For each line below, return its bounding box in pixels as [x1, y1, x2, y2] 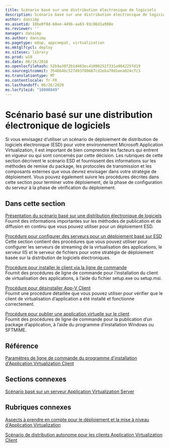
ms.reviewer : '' [5, 26, 39, 31]
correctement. [5, 301, 35, 307]
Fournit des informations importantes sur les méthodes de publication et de [5, 218, 161, 224]
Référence [5, 341, 39, 350]
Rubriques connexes [5, 403, 71, 412]
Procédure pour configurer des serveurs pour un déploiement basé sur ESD [5, 233, 162, 239]
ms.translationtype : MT [5, 73, 55, 78]
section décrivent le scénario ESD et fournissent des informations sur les [5, 158, 156, 164]
